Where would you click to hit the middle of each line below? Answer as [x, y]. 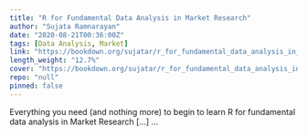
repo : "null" [34, 78]
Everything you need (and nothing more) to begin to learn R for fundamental [153, 111]
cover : [22, 69]
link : [20, 52]
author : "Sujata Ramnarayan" [65, 26]
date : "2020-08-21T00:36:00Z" [67, 35]
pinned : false [37, 86]
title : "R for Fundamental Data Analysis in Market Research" [130, 18]
